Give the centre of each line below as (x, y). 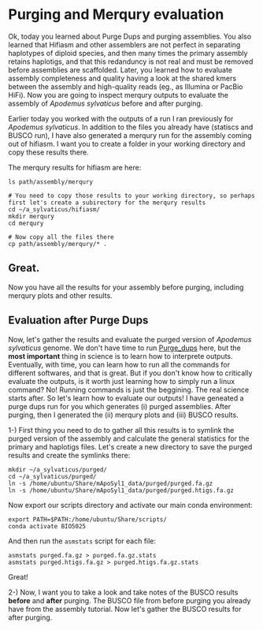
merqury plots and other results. (60, 295)
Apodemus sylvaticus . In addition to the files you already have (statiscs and (131, 127)
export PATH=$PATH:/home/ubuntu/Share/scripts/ (88, 519)
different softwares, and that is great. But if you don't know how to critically (130, 373)
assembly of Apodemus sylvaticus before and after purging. (106, 103)
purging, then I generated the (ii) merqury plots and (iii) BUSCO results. (123, 415)
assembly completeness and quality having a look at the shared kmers (122, 78)
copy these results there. (48, 152)
